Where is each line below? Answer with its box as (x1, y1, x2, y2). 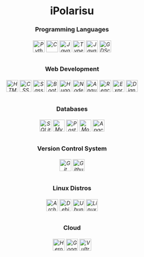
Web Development (44, 65, 100, 73)
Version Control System (37, 144, 107, 152)
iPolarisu (50, 4, 94, 18)
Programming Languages (34, 25, 110, 34)
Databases (56, 105, 88, 113)
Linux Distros (52, 184, 92, 192)
